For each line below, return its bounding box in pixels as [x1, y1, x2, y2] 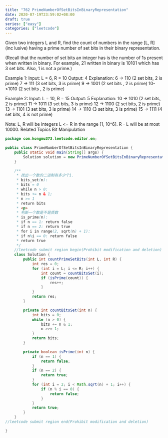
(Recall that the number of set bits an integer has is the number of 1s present [5, 55, 163, 61]
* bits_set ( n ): [16, 177, 48, 183]
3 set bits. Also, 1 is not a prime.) [5, 66, 72, 72]
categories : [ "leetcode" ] [5, 26, 59, 31]
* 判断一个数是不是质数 [16, 210, 58, 215]
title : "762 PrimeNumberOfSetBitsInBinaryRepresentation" [5, 7, 128, 13]
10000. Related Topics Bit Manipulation [5, 126, 85, 133]
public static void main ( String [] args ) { [14, 150, 104, 155]
